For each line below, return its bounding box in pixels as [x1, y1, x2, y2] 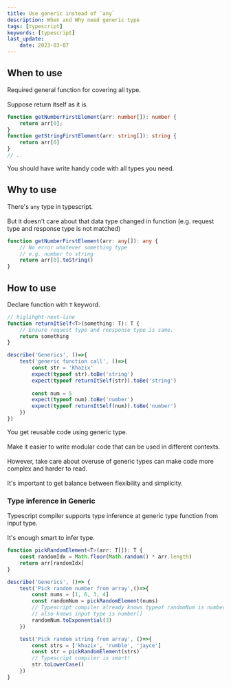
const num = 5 [32, 390, 72, 397]
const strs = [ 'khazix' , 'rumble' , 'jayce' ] [32, 642, 162, 649]
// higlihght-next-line [7, 313, 76, 320]
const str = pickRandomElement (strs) [32, 649, 140, 655]
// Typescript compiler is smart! [32, 655, 131, 662]
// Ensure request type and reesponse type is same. [19, 326, 174, 333]
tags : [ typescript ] [7, 23, 63, 30]
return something [19, 333, 69, 340]
